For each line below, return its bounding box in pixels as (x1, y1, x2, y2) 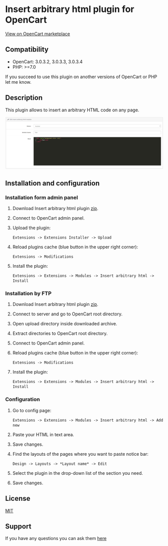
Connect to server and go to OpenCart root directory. (12, 311, 123, 317)
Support (5, 522, 32, 530)
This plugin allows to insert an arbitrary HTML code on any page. (5, 107, 139, 113)
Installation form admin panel (5, 194, 78, 201)
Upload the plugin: (12, 225, 51, 231)
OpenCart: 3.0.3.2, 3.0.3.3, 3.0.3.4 (12, 59, 83, 65)
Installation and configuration (5, 179, 100, 188)
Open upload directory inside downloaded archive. (12, 321, 117, 327)
